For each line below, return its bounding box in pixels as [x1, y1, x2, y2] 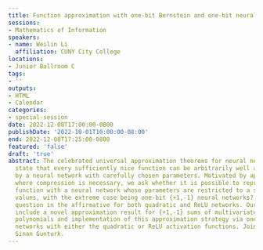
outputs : [8, 84, 37, 92]
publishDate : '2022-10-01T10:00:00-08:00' [8, 128, 149, 136]
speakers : [8, 33, 41, 42]
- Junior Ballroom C [8, 63, 76, 71]
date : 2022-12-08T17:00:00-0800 [8, 121, 113, 129]
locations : [8, 56, 44, 63]
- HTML [8, 92, 30, 100]
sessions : [8, 19, 41, 27]
